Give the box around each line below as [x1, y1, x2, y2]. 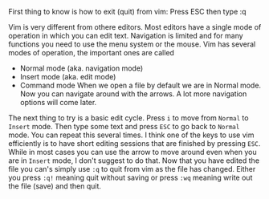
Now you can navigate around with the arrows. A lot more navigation [19, 89, 247, 99]
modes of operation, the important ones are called [8, 48, 175, 57]
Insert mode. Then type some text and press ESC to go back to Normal [8, 122, 240, 131]
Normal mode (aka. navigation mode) [19, 63, 144, 73]
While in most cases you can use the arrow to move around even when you [8, 148, 257, 156]
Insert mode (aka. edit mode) [19, 72, 116, 81]
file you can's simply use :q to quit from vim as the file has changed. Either [8, 164, 256, 173]
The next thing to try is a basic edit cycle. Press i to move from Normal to [8, 113, 249, 123]
